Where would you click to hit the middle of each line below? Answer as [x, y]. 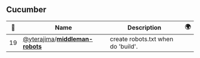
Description [145, 28]
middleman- [75, 39]
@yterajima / [40, 39]
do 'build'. [124, 46]
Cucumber [26, 10]
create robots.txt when [142, 39]
